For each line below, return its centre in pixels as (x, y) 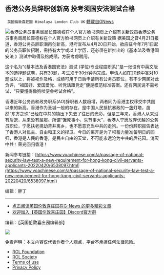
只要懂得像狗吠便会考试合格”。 (46, 91)
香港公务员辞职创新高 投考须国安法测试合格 (70, 9)
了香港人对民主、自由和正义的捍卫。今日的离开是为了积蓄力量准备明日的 (78, 132)
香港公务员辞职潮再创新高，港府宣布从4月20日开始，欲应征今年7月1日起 (86, 44)
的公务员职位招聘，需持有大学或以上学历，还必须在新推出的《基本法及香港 (80, 50)
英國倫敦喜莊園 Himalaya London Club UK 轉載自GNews (60, 21)
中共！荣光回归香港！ (26, 144)
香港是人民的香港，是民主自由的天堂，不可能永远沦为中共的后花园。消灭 (86, 138)
